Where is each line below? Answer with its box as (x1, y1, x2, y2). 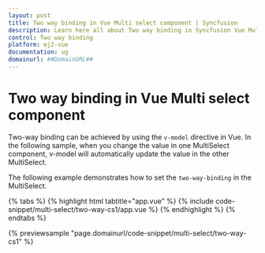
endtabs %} (8, 213, 47, 222)
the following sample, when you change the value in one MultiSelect (8, 140, 230, 150)
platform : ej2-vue (8, 41, 69, 49)
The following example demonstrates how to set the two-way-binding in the (8, 173, 252, 182)
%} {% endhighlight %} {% (148, 204, 236, 214)
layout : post (8, 11, 51, 20)
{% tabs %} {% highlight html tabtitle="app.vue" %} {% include (8, 196, 215, 206)
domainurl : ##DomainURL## (8, 56, 93, 64)
